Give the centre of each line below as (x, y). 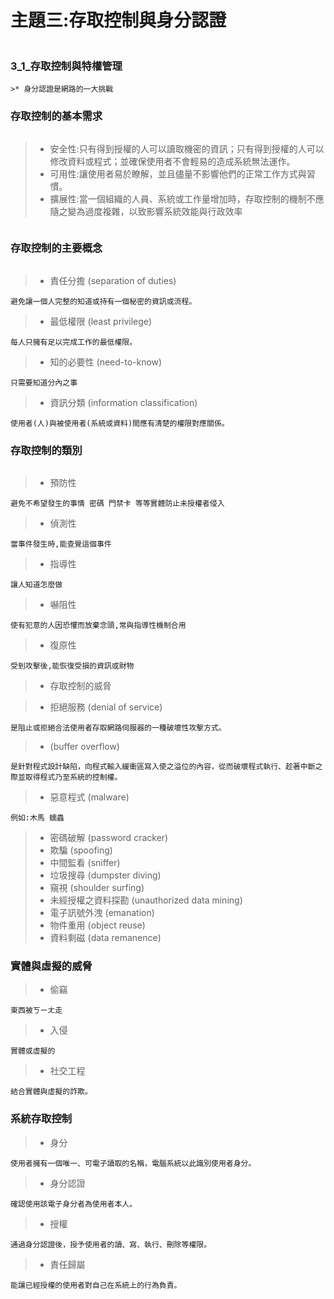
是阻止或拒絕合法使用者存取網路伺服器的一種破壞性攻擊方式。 (118, 728)
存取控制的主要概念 (56, 248)
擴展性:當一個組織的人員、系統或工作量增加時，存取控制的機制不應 (187, 198)
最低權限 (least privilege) (101, 321)
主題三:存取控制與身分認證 (118, 20)
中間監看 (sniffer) (85, 863)
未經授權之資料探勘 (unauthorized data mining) (146, 900)
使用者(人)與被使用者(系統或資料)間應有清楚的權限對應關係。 (120, 423)
